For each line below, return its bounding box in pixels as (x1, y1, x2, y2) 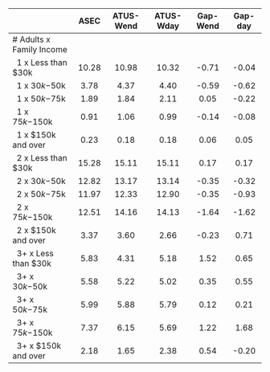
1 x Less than (16, 57, 67, 67)
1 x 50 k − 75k (16, 93, 66, 104)
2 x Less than (16, 153, 67, 163)
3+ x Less (16, 248, 54, 259)
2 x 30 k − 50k (16, 176, 66, 186)
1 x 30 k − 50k (16, 80, 66, 91)
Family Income (12, 44, 67, 55)
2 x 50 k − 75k (16, 189, 66, 199)
